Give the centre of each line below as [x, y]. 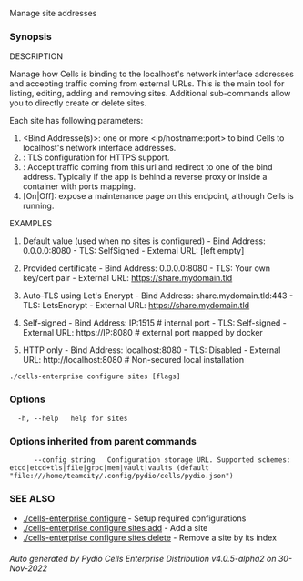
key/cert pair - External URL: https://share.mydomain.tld [127, 278]
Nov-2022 [29, 568]
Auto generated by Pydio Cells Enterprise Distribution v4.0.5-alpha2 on [143, 558]
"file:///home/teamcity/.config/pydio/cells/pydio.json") [121, 476]
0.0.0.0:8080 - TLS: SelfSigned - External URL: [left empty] [133, 251]
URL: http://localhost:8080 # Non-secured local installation [133, 360]
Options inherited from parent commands [103, 441]
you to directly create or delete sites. [78, 103]
